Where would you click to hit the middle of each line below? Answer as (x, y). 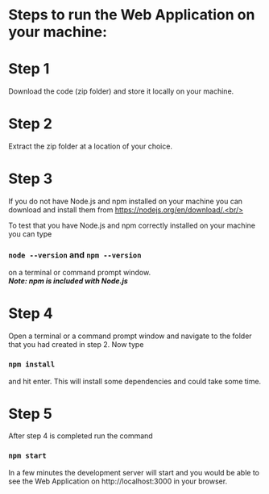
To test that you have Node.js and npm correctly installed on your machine (132, 225)
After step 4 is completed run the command (81, 436)
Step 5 (30, 414)
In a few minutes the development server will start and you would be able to (134, 472)
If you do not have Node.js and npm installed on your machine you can (126, 201)
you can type (30, 234)
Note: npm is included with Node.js (68, 281)
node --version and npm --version (75, 254)
